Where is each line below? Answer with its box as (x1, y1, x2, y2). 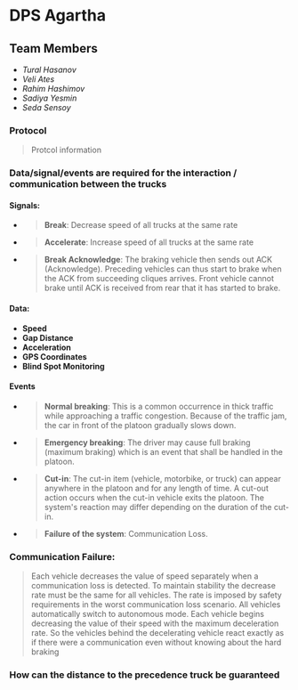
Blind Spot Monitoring (21, 361, 105, 371)
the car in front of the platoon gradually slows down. (44, 419, 237, 430)
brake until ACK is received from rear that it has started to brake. (44, 282, 281, 294)
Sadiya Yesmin (21, 93, 77, 103)
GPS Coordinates (21, 351, 87, 361)
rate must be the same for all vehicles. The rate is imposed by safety (30, 589, 282, 601)
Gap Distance (21, 332, 74, 343)
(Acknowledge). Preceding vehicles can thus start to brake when (44, 264, 282, 274)
